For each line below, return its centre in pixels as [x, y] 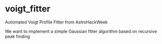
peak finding [18, 36]
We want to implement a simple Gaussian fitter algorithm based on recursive [81, 31]
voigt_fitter [28, 9]
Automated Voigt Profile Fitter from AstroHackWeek [56, 22]
